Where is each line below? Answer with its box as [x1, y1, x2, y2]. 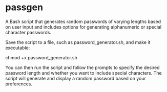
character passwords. [5, 29, 52, 35]
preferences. [5, 81, 32, 87]
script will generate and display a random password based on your [5, 75, 146, 81]
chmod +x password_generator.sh [5, 54, 78, 60]
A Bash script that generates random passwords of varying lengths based [5, 18, 161, 25]
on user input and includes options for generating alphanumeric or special [5, 24, 162, 30]
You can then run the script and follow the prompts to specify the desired [5, 64, 160, 71]
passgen [5, 2, 44, 13]
